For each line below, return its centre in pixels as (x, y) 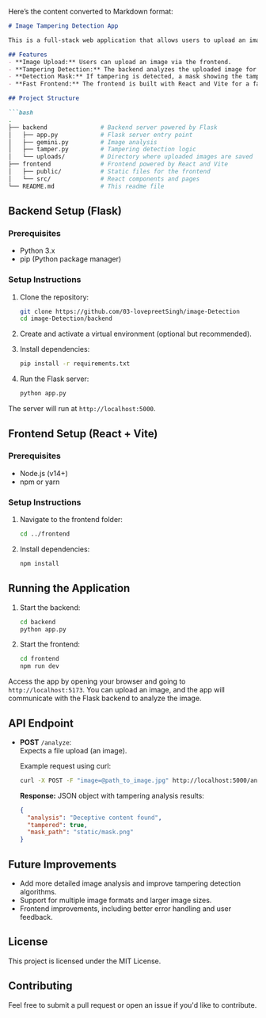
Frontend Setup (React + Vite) (83, 434)
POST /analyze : (46, 742)
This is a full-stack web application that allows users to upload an (127, 40)
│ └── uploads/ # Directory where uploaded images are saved (131, 157)
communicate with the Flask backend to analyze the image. (105, 698)
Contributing (40, 986)
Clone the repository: (54, 297)
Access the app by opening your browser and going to (97, 681)
